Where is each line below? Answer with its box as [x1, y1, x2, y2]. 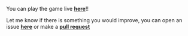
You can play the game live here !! [6, 5, 89, 12]
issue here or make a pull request [6, 23, 90, 30]
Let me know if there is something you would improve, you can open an [6, 17, 183, 23]
